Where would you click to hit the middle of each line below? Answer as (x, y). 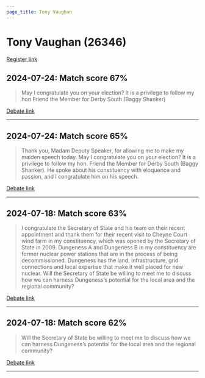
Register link (22, 59)
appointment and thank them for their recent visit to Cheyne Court (104, 234)
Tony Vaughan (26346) (67, 42)
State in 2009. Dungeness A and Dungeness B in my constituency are (109, 247)
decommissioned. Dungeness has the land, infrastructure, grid (100, 260)
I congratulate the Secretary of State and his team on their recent (103, 228)
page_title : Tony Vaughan (39, 12)
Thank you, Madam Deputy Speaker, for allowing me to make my (103, 151)
